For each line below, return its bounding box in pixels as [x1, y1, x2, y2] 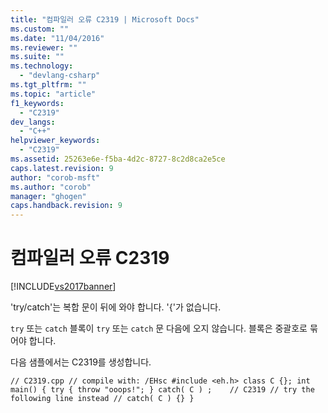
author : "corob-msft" [10, 172, 101, 183]
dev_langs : [10, 117, 56, 127]
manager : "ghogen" [10, 191, 87, 201]
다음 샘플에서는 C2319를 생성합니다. [10, 356, 152, 368]
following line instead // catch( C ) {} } [10, 394, 195, 404]
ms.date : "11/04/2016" [10, 33, 105, 43]
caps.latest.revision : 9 [10, 163, 114, 173]
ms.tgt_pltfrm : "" [10, 80, 87, 90]
